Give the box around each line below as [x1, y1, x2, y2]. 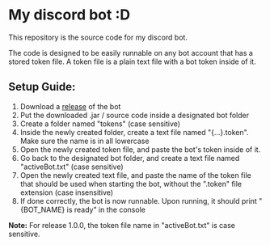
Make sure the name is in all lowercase [19, 136, 150, 146]
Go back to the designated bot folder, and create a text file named [19, 153, 240, 163]
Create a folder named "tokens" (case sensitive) [19, 119, 180, 129]
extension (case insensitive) [19, 188, 114, 197]
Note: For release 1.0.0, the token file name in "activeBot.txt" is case [8, 220, 236, 230]
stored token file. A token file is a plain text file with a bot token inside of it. [8, 57, 256, 66]
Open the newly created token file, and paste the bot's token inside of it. [19, 144, 261, 154]
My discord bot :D [8, 6, 131, 24]
